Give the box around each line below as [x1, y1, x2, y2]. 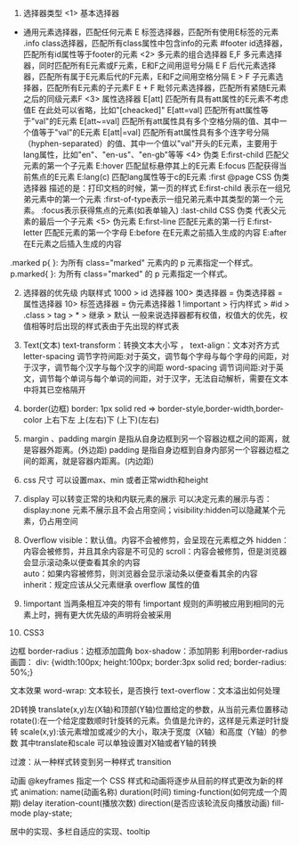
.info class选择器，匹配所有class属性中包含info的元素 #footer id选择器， [22, 38, 287, 48]
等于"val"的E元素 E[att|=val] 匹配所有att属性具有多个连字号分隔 [38, 127, 270, 137]
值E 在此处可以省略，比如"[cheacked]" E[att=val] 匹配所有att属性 [22, 105, 262, 115]
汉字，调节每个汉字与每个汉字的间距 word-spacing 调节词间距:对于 [30, 362, 277, 373]
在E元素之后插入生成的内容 [22, 239, 123, 249]
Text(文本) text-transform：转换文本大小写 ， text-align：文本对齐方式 [22, 340, 279, 350]
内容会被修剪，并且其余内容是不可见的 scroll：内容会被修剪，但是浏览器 [22, 546, 287, 556]
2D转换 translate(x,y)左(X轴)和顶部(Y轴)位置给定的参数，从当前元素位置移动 [10, 704, 288, 715]
